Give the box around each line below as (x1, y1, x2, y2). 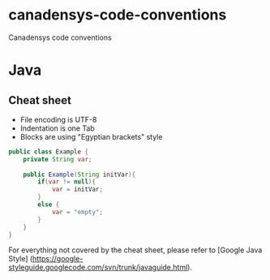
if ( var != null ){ (37, 178, 96, 186)
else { (37, 200, 60, 209)
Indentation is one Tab (19, 123, 95, 133)
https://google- (32, 254, 84, 264)
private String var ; (23, 155, 92, 163)
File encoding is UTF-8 (19, 114, 97, 124)
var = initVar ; (51, 185, 104, 194)
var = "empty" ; (51, 208, 104, 216)
